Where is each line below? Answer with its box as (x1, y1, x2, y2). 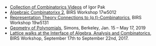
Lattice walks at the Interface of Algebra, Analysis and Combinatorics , (9, 30, 152, 36)
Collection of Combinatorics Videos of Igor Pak (9, 4, 105, 10)
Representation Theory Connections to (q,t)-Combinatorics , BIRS (9, 15, 142, 20)
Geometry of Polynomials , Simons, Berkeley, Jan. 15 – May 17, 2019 (9, 25, 146, 31)
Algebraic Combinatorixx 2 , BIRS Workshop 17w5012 (9, 9, 117, 15)
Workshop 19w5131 (9, 20, 49, 25)
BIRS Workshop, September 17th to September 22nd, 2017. (9, 35, 129, 41)
